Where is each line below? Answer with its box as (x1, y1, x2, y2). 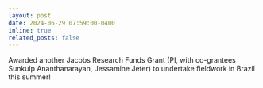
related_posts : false (8, 33, 80, 42)
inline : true (8, 26, 52, 34)
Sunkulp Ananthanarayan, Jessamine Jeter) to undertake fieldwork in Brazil (8, 64, 256, 74)
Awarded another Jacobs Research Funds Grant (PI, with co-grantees (8, 55, 236, 65)
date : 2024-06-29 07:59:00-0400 (8, 19, 115, 27)
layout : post (8, 11, 52, 20)
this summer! (8, 72, 52, 82)
